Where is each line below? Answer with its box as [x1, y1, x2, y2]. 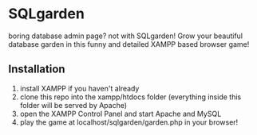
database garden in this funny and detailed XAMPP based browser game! [8, 39, 250, 48]
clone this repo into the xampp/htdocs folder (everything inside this [19, 92, 242, 102]
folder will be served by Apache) [19, 100, 128, 110]
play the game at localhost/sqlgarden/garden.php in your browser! [19, 117, 239, 127]
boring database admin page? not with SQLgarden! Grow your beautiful [8, 31, 243, 40]
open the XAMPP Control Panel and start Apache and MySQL [19, 109, 222, 118]
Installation [8, 63, 65, 76]
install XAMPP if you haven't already [19, 83, 140, 93]
